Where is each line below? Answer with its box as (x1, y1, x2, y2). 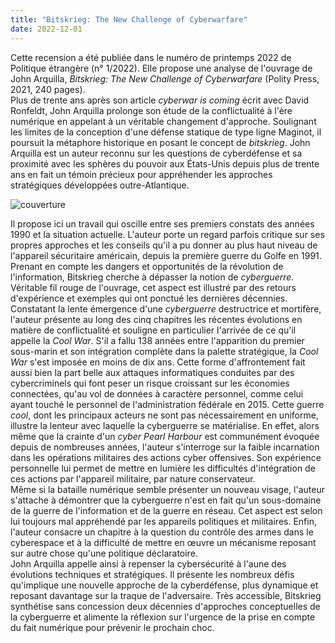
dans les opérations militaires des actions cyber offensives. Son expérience (10, 451, 322, 463)
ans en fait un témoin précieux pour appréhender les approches (10, 168, 273, 180)
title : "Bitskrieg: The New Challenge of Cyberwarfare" (10, 14, 248, 25)
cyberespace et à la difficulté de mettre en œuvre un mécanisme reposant (10, 536, 317, 548)
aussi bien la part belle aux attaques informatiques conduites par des (10, 366, 295, 378)
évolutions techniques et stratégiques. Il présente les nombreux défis (10, 568, 295, 580)
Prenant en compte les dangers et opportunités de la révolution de (10, 260, 284, 272)
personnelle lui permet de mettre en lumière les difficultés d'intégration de (10, 462, 316, 474)
